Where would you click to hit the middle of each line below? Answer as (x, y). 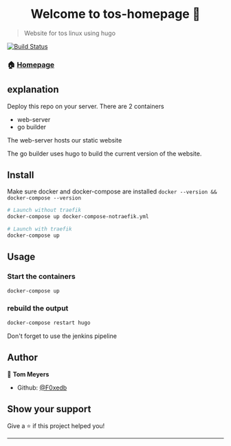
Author (22, 358)
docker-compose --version (44, 198)
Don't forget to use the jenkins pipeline (62, 336)
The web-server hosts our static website (65, 140)
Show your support (49, 409)
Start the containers (41, 277)
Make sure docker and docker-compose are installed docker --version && (112, 191)
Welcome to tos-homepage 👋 (115, 14)
